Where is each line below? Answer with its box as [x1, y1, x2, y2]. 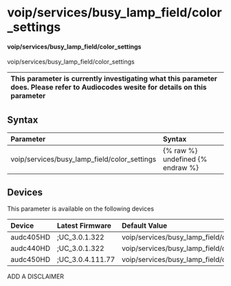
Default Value [121, 221, 167, 230]
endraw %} [162, 163, 199, 173]
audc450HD [10, 255, 50, 265]
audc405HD [10, 233, 50, 242]
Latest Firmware [56, 221, 112, 230]
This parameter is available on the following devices [7, 204, 155, 213]
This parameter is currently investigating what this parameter [10, 74, 218, 84]
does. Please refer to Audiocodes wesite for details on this [10, 82, 207, 92]
